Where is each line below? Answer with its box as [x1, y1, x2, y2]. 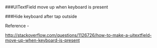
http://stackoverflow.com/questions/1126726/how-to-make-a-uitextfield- [5, 32, 152, 38]
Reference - [5, 23, 29, 29]
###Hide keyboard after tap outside [5, 14, 77, 19]
